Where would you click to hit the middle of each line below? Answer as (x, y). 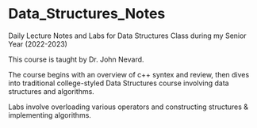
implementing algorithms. (50, 115)
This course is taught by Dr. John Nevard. (76, 59)
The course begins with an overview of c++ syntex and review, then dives (129, 74)
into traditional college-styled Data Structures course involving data (119, 83)
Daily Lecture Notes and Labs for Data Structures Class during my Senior (128, 36)
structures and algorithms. (52, 91)
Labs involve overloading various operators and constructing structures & (128, 107)
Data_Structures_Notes (87, 14)
